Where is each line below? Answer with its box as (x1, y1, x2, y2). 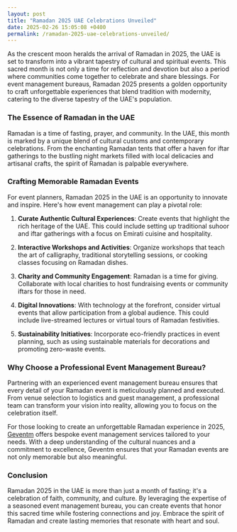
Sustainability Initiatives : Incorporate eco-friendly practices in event (17, 330, 220, 338)
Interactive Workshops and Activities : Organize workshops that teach (17, 243, 225, 251)
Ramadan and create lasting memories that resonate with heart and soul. (7, 516, 220, 526)
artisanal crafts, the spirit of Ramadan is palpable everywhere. (7, 159, 189, 168)
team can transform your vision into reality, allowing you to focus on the (7, 401, 217, 410)
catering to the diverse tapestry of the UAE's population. (7, 95, 172, 104)
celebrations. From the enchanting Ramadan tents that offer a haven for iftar (7, 143, 230, 153)
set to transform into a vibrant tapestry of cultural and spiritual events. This (7, 58, 226, 66)
